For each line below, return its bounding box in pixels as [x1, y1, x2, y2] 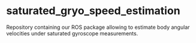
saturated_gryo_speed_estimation [6, 4, 181, 18]
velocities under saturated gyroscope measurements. [6, 29, 138, 37]
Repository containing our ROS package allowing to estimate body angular [6, 24, 190, 31]
